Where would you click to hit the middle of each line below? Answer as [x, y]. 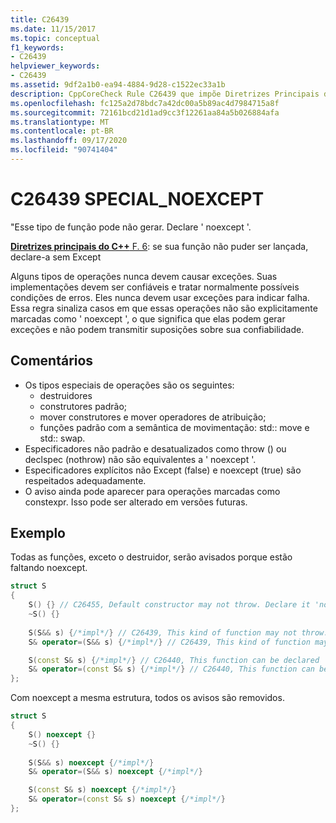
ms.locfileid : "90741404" [64, 150]
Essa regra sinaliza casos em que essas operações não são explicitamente [164, 308]
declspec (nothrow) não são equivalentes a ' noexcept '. [140, 459]
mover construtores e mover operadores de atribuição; [153, 417]
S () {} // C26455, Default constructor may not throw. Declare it [169, 605]
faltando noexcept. [49, 568]
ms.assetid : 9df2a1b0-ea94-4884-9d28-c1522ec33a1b [118, 85]
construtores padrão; [83, 406]
